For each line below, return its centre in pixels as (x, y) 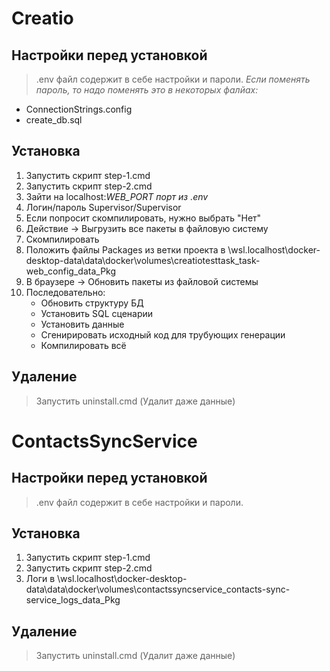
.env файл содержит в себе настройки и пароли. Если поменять (173, 79)
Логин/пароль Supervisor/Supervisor (103, 207)
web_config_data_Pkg (71, 271)
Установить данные (82, 324)
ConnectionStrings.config (79, 109)
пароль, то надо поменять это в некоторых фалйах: (147, 90)
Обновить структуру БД (92, 303)
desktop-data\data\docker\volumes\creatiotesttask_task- (143, 260)
